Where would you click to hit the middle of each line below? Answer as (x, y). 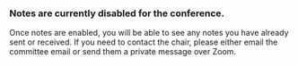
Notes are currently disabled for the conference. (117, 13)
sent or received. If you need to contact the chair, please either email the (144, 42)
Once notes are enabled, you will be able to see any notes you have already (149, 33)
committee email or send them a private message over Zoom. (123, 52)
